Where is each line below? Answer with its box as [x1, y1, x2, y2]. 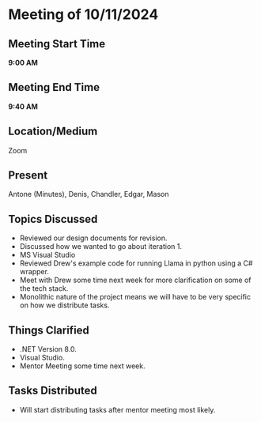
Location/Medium [8, 125, 98, 138]
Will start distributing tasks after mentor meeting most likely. [19, 405, 216, 414]
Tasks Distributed [8, 384, 97, 398]
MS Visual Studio [19, 251, 76, 260]
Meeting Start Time [8, 37, 106, 51]
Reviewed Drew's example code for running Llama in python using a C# [19, 258, 253, 268]
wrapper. [19, 267, 50, 277]
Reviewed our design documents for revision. [19, 233, 168, 243]
